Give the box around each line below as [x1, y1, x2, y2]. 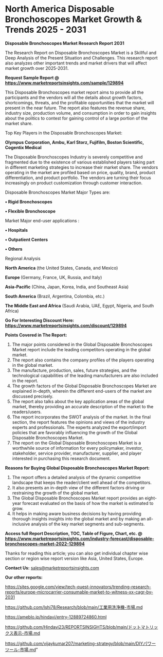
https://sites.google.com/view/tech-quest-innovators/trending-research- [5, 584, 151, 590]
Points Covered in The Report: [5, 332, 67, 338]
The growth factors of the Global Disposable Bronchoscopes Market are [12, 383, 157, 389]
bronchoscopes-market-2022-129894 [5, 540, 85, 547]
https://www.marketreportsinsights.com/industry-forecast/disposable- [5, 536, 154, 541]
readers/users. [12, 409, 42, 415]
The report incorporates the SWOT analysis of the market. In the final [12, 414, 151, 420]
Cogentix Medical [5, 144, 42, 150]
